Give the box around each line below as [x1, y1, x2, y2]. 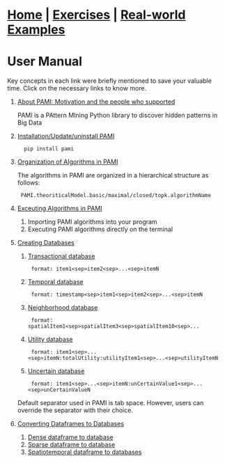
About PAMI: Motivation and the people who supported [17, 97, 176, 106]
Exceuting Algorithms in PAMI [17, 204, 102, 212]
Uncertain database [27, 367, 85, 375]
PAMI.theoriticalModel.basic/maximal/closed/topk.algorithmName [20, 192, 211, 199]
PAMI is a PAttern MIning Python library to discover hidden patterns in [17, 111, 218, 120]
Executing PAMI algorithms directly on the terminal [27, 225, 173, 233]
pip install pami [24, 146, 75, 152]
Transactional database [27, 252, 95, 260]
